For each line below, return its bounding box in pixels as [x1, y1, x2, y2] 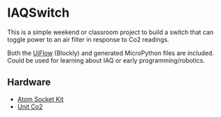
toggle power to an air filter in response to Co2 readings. [7, 35, 170, 43]
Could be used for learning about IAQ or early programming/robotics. [7, 56, 205, 64]
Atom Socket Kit [17, 95, 64, 103]
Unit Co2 [17, 102, 43, 111]
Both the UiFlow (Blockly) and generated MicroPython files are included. [7, 49, 214, 57]
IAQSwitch [7, 5, 69, 21]
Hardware [7, 77, 51, 88]
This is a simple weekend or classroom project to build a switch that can [7, 28, 214, 36]
